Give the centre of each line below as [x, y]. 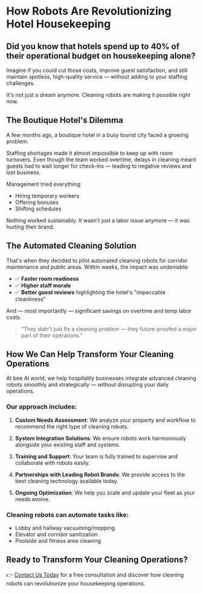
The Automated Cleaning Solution [72, 246]
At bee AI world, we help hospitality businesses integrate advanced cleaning [101, 378]
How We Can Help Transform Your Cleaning [90, 354]
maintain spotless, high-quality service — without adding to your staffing [97, 77]
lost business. [24, 172]
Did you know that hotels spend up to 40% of [93, 46]
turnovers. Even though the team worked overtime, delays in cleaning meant [101, 159]
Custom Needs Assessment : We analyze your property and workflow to [105, 420]
